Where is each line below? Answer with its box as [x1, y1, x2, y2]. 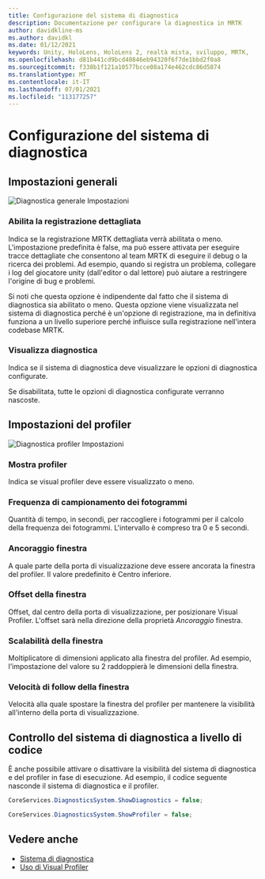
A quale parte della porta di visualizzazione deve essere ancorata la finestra [8, 560, 256, 571]
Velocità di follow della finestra [8, 682, 130, 693]
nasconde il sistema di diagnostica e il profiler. [8, 782, 160, 791]
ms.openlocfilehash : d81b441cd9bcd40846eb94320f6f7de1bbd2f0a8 [8, 56, 221, 64]
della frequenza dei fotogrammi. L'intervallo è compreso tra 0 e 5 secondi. [8, 523, 249, 533]
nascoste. [8, 395, 40, 404]
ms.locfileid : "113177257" [8, 93, 97, 101]
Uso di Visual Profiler [19, 862, 89, 872]
